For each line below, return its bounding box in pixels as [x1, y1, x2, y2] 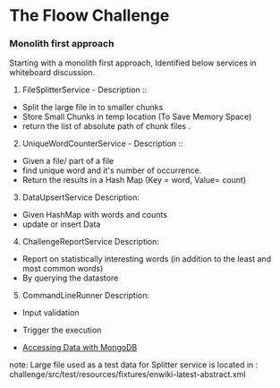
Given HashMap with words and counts [21, 210, 168, 220]
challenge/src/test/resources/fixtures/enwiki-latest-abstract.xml [9, 369, 246, 380]
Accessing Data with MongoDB [21, 342, 138, 353]
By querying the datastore [21, 272, 119, 283]
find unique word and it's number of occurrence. [21, 165, 202, 176]
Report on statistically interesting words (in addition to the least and [21, 254, 271, 264]
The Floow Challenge [9, 5, 170, 26]
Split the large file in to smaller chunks [21, 102, 164, 113]
